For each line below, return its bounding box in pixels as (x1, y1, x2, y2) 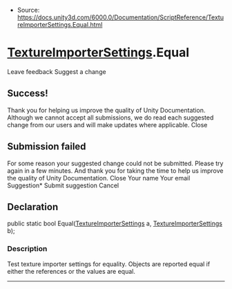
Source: (17, 6, 40, 14)
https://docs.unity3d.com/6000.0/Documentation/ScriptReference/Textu (17, 13, 224, 21)
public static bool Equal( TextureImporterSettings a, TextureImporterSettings (7, 219, 223, 227)
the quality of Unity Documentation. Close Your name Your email (7, 174, 191, 182)
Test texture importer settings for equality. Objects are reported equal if (7, 259, 211, 268)
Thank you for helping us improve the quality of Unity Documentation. (7, 106, 206, 114)
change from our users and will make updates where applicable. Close (7, 120, 208, 129)
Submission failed (7, 141, 86, 153)
